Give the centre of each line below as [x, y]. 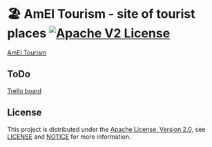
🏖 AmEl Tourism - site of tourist [101, 14]
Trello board [25, 90]
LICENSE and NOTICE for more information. [69, 137]
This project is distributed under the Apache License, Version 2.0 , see [106, 129]
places [27, 33]
